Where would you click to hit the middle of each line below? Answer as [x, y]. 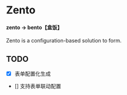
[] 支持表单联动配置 [38, 86]
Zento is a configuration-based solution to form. [64, 41]
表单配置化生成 [32, 74]
